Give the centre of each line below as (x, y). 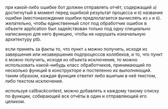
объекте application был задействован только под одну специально (78, 29)
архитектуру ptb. (23, 39)
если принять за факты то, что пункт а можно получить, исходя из (76, 49)
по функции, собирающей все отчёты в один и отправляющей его (76, 96)
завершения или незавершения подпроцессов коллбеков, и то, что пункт (84, 54)
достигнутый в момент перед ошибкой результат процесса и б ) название (84, 13)
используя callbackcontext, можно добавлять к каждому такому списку (82, 91)
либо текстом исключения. (34, 81)
